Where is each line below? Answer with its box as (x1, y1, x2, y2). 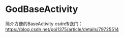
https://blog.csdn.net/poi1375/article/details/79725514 (5, 26, 119, 32)
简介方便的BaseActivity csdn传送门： (5, 20, 83, 26)
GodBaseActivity (5, 3, 78, 15)
